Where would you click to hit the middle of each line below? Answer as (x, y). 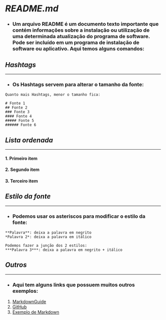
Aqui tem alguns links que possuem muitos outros (73, 284)
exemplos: (25, 291)
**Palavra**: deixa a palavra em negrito (48, 233)
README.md (32, 9)
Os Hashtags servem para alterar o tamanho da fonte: (78, 84)
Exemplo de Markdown (36, 312)
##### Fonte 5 (20, 121)
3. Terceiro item (21, 181)
